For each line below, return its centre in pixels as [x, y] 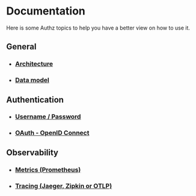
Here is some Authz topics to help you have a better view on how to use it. [98, 28]
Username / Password [48, 117]
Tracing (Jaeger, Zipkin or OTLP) [63, 186]
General [22, 47]
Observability [32, 152]
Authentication [35, 100]
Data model [32, 80]
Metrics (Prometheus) [48, 169]
